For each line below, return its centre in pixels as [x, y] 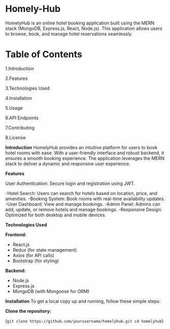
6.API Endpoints [22, 118]
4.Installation [19, 98]
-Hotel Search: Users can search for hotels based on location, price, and [81, 193]
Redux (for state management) [45, 250]
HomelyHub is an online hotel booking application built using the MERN [80, 23]
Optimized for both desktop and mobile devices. [56, 215]
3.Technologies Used [27, 88]
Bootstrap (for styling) [36, 261]
